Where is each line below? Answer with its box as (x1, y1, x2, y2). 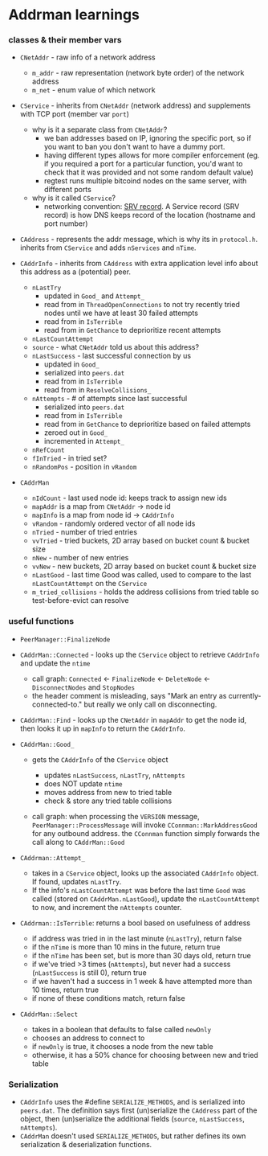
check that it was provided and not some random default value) (43, 167, 254, 178)
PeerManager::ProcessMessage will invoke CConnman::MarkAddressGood (31, 820, 258, 830)
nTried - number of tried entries (31, 527, 138, 537)
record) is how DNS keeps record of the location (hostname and (43, 211, 256, 220)
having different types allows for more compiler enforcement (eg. (43, 150, 260, 160)
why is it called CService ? (31, 193, 116, 203)
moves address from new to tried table (43, 787, 173, 797)
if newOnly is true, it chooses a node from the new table (31, 1041, 214, 1051)
